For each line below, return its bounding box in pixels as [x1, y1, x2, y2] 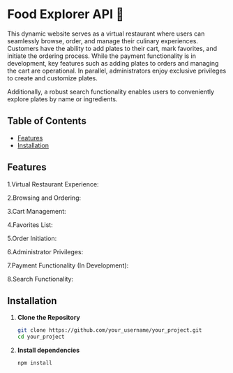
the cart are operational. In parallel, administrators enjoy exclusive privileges [7, 66, 227, 75]
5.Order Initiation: [7, 234, 57, 242]
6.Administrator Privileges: [7, 247, 84, 256]
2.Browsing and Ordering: [7, 193, 82, 202]
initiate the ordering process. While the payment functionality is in [7, 52, 197, 60]
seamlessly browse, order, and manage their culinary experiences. [7, 36, 199, 45]
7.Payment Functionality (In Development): [7, 261, 129, 270]
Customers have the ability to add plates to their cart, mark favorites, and [7, 44, 218, 52]
